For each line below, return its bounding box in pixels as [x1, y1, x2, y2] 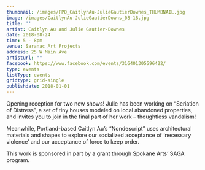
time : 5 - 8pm [6, 37, 43, 44]
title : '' [6, 20, 32, 26]
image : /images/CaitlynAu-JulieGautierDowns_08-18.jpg [6, 15, 150, 21]
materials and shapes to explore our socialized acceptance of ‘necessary [6, 131, 191, 139]
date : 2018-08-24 [6, 32, 51, 38]
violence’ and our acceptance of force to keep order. [6, 138, 140, 145]
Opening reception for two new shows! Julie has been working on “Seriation [6, 100, 199, 107]
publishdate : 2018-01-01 [6, 83, 70, 90]
